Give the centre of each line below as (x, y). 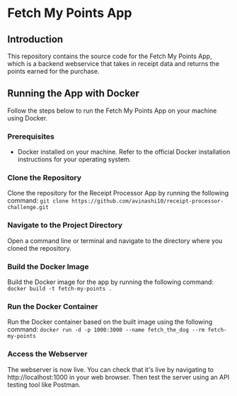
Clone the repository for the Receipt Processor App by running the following (118, 193)
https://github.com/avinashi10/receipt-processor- (148, 201)
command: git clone (38, 200)
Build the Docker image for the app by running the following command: (111, 282)
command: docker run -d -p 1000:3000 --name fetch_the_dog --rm (106, 329)
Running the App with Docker (73, 94)
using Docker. (28, 118)
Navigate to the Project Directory (65, 225)
